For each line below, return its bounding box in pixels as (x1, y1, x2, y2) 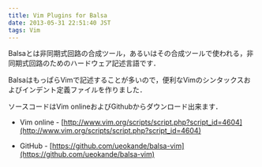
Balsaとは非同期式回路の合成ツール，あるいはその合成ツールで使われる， (8, 49, 247, 58)
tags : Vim (8, 26, 41, 34)
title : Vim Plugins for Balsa (8, 11, 108, 20)
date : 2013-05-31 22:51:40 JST (8, 19, 111, 27)
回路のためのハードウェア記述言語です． (28, 58, 160, 68)
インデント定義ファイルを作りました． (21, 85, 147, 95)
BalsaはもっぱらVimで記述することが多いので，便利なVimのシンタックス (8, 76, 245, 85)
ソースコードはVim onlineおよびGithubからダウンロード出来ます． (8, 102, 223, 111)
